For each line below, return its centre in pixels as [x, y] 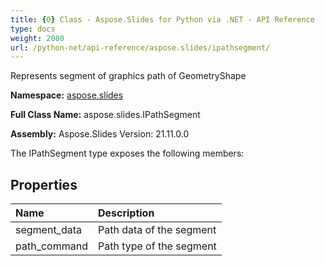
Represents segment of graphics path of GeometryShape [128, 76]
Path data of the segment [157, 230]
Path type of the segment [157, 246]
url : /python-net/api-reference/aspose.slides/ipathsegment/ [140, 47]
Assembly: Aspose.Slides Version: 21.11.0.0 [100, 134]
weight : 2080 [37, 38]
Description [126, 213]
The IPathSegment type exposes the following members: [127, 153]
